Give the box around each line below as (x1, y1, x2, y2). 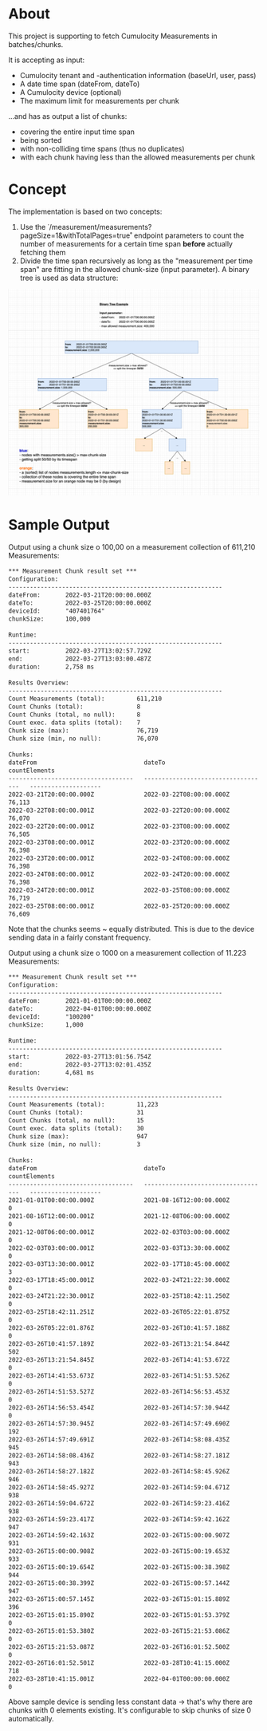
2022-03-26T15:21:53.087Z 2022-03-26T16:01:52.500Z (8, 1643, 230, 1651)
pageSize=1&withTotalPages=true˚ (19, 231, 133, 240)
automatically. (8, 1714, 54, 1724)
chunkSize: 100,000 (8, 615, 91, 623)
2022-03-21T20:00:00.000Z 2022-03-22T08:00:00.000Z (8, 791, 230, 798)
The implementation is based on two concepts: (8, 207, 163, 216)
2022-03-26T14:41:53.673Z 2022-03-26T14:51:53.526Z (8, 1372, 230, 1380)
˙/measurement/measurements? (47, 222, 152, 231)
